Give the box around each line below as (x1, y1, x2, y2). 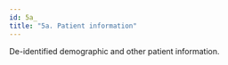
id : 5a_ (9, 12, 38, 22)
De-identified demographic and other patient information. (9, 45, 220, 56)
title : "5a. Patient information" (9, 21, 138, 30)
